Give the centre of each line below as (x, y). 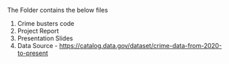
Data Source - (37, 46)
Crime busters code (46, 23)
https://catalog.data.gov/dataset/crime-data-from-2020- (140, 46)
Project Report (38, 31)
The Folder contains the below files (58, 10)
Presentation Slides (45, 38)
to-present (33, 53)
